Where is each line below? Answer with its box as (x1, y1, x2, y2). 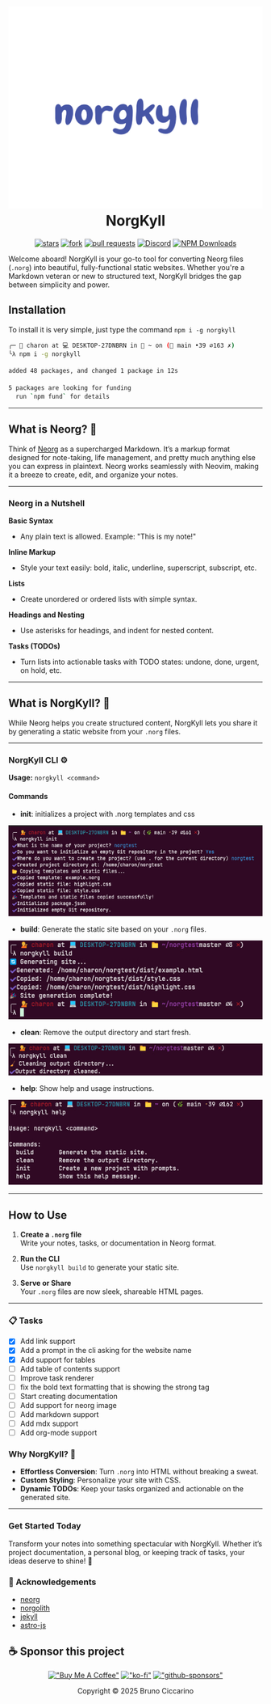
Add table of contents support (19, 1364, 121, 1373)
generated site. (19, 1493, 71, 1503)
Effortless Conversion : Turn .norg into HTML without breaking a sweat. (19, 1467, 259, 1477)
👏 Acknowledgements (8, 1576, 97, 1588)
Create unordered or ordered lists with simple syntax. (19, 594, 198, 603)
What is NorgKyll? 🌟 (8, 696, 110, 710)
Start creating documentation (19, 1391, 119, 1401)
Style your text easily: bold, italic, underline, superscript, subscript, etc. (19, 563, 257, 573)
